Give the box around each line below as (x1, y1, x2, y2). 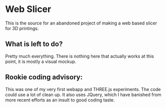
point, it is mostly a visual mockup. (5, 58, 76, 64)
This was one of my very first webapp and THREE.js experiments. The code (5, 86, 161, 92)
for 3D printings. (5, 25, 39, 31)
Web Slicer (5, 3, 51, 15)
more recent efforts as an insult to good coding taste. (5, 96, 115, 103)
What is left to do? (5, 40, 63, 48)
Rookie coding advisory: (5, 73, 83, 81)
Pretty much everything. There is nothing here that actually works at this (5, 53, 154, 59)
